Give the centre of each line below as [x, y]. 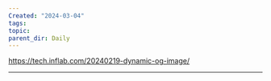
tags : [17, 23]
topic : [19, 30]
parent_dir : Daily [39, 38]
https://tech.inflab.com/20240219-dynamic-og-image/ [99, 61]
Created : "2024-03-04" [46, 16]
